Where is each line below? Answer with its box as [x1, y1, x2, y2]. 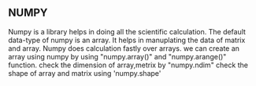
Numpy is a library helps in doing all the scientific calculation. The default [8, 27, 247, 36]
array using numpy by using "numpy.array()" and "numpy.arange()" [8, 52, 227, 61]
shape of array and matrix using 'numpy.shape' [8, 68, 161, 77]
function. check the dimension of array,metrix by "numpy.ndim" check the [8, 60, 248, 70]
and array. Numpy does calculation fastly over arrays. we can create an [8, 43, 240, 53]
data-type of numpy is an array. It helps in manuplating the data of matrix [8, 35, 246, 45]
